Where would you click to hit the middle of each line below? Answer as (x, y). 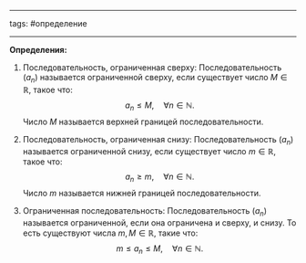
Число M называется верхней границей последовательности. (143, 121)
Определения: (38, 50)
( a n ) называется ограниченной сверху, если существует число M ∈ (155, 79)
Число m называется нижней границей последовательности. (142, 194)
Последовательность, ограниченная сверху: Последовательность (152, 68)
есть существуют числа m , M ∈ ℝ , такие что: (110, 233)
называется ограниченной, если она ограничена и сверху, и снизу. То (159, 222)
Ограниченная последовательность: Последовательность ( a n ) (144, 212)
